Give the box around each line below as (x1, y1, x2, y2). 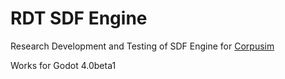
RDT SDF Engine (10, 7, 148, 30)
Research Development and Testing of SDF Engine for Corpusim (10, 40, 275, 52)
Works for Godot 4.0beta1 (10, 59, 117, 71)
